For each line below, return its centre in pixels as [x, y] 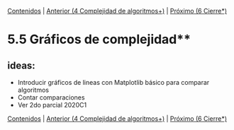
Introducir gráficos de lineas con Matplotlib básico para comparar [113, 82]
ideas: [21, 65]
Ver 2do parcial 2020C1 [52, 105]
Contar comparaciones [51, 97]
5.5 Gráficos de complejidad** [99, 40]
